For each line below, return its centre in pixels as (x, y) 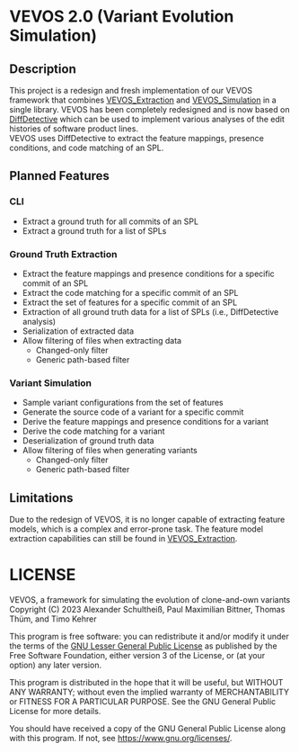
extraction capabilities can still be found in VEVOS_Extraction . (123, 539)
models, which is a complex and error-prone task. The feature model (136, 529)
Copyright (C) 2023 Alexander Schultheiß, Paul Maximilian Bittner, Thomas (147, 610)
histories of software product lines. (74, 129)
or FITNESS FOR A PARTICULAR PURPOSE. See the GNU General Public (143, 702)
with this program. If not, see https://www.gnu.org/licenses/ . (121, 739)
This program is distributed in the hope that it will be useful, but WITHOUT (146, 683)
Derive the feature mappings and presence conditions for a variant (145, 422)
